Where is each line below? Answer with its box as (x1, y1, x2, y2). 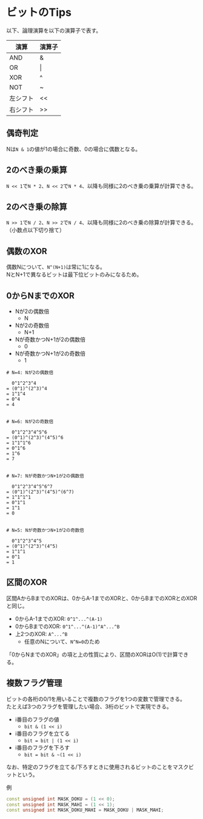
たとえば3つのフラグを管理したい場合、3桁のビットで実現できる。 (6, 703, 173, 710)
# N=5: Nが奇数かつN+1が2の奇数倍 (6, 527, 84, 533)
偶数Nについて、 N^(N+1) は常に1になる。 (6, 263, 106, 271)
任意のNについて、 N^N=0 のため (24, 638, 100, 645)
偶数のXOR (6, 246, 47, 256)
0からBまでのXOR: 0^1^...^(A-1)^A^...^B (15, 623, 120, 630)
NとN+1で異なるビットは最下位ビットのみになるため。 (6, 271, 142, 278)
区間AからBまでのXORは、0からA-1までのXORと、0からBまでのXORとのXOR (6, 594, 198, 602)
